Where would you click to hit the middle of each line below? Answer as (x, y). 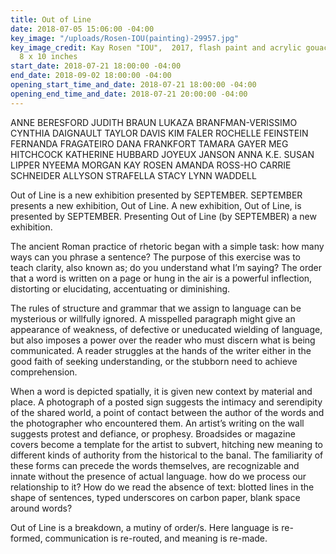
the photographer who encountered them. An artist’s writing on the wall (157, 423)
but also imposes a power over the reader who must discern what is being (163, 340)
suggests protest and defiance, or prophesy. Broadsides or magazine (153, 433)
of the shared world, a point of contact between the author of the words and (167, 412)
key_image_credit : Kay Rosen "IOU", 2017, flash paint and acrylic (156, 47)
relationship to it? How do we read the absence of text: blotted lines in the (162, 487)
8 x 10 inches (48, 57)
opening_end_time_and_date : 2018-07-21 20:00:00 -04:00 (129, 94)
